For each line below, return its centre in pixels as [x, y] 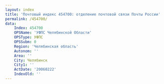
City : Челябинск [31, 60]
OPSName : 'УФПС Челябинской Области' [53, 33]
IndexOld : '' [27, 74]
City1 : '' [24, 65]
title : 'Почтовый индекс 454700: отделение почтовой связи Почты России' [83, 14]
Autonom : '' [26, 51]
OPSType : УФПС [28, 38]
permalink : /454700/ [27, 19]
